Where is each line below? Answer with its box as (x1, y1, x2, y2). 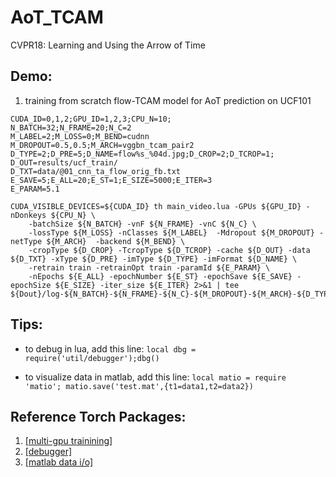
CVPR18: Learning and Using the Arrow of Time (10, 39, 206, 51)
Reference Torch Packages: (10, 408, 187, 425)
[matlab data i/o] (24, 456, 94, 468)
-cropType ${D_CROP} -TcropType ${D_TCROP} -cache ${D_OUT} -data (28, 245, 311, 255)
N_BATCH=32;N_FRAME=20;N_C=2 (10, 122, 132, 133)
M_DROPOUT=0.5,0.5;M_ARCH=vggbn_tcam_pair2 (10, 140, 195, 150)
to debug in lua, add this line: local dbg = (24, 342, 197, 355)
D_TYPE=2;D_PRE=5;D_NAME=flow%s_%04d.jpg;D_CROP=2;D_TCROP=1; (10, 149, 275, 159)
